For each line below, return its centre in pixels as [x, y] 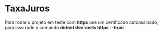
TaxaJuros [27, 9]
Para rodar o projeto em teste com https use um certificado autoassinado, [82, 22]
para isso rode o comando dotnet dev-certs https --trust [64, 27]
